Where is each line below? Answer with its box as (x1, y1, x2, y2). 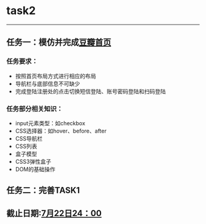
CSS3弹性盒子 (15, 158, 51, 165)
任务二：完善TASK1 (6, 185, 80, 196)
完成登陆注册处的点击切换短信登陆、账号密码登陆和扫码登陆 (15, 87, 166, 95)
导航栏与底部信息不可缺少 (15, 80, 80, 87)
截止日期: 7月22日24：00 (6, 208, 102, 218)
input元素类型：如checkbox (15, 119, 86, 126)
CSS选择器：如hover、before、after (15, 127, 107, 134)
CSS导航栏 (15, 134, 43, 142)
